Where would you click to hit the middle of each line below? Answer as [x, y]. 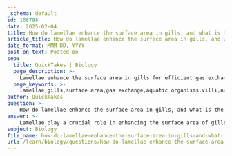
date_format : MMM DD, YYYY [46, 46]
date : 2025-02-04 [32, 26]
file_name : [23, 135]
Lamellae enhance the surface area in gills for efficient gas [113, 78]
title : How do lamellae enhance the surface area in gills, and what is [114, 33]
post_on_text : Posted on [43, 52]
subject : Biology [32, 129]
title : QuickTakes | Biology [55, 65]
